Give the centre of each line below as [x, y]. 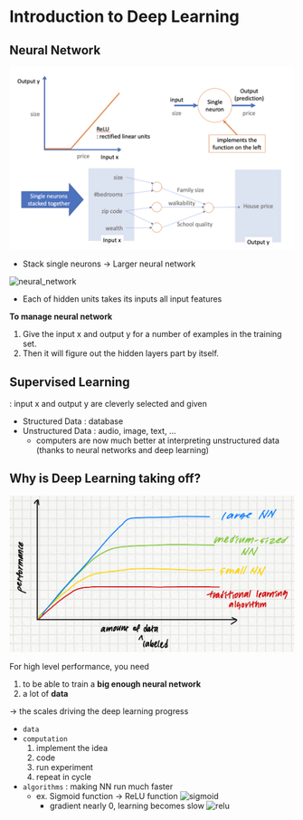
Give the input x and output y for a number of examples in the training [152, 334]
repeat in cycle [64, 777]
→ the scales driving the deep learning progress [99, 711]
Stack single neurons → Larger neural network [109, 264]
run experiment [64, 767]
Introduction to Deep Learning [124, 17]
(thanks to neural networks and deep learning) [123, 450]
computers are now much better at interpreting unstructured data [158, 440]
